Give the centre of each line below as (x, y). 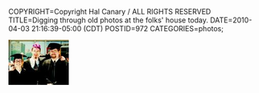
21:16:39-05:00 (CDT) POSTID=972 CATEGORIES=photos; (127, 28)
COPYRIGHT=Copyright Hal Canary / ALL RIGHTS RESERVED (110, 12)
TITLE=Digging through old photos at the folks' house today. (109, 20)
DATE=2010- (231, 20)
